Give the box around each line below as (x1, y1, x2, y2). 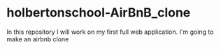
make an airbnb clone (6, 35, 69, 43)
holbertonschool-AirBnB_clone (6, 5, 191, 21)
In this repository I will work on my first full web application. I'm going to (6, 28, 214, 36)
